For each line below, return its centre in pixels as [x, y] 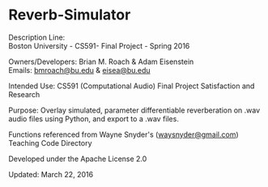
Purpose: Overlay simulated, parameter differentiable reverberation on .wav [134, 110]
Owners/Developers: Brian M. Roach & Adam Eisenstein [101, 62]
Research [24, 94]
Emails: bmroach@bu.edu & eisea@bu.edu [80, 70]
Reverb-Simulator [70, 15]
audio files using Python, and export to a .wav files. [94, 118]
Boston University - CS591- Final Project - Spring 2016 [99, 45]
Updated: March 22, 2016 [51, 174]
